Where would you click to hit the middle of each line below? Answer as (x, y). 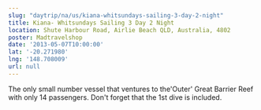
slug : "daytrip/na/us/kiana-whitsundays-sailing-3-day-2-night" (116, 15)
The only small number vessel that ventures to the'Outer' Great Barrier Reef (131, 89)
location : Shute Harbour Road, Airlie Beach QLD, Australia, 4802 (119, 30)
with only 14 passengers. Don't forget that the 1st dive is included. (115, 97)
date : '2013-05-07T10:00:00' (56, 45)
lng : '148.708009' (38, 60)
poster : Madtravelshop (45, 37)
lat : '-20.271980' (38, 52)
